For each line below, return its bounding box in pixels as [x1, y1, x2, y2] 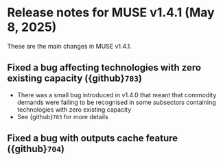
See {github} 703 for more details [16, 112, 108, 121]
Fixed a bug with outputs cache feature [7, 132, 178, 145]
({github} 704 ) [7, 143, 65, 155]
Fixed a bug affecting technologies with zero [7, 62, 201, 73]
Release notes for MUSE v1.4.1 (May [7, 5, 215, 21]
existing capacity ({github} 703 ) [7, 73, 143, 84]
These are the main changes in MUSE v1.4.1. [7, 42, 132, 50]
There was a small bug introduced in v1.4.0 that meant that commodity [16, 90, 217, 99]
